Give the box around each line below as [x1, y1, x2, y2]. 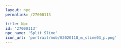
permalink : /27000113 [5, 12, 51, 17]
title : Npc [5, 21, 28, 26]
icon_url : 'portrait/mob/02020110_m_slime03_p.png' [5, 35, 117, 40]
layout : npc [5, 7, 31, 13]
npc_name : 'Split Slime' [5, 31, 58, 36]
